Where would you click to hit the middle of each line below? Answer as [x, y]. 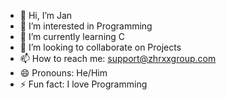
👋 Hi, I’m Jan [46, 15]
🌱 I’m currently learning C [72, 36]
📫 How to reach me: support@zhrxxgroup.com [118, 58]
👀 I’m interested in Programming [86, 26]
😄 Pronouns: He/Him [63, 73]
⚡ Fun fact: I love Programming [83, 84]
